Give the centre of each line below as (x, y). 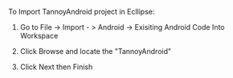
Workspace (39, 36)
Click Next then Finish (56, 67)
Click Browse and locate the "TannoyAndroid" (96, 51)
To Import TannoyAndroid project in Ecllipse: (82, 12)
